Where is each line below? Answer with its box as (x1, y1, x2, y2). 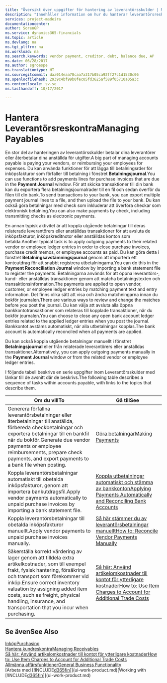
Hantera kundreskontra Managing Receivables (5, 646, 99, 652)
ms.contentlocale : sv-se (5, 81, 57, 86)
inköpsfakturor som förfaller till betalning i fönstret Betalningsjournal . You (5, 171, 156, 177)
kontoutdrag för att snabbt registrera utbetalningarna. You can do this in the (5, 260, 159, 266)
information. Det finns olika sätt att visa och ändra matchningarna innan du (5, 292, 158, 298)
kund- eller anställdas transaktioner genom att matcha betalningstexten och (5, 276, 161, 282)
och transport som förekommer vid (7, 573, 89, 580)
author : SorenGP (5, 26, 39, 31)
